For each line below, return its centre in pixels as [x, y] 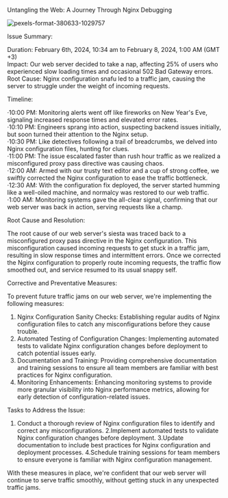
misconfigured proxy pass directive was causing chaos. [86, 163]
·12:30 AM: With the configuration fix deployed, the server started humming [114, 185]
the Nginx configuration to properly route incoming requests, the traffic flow [114, 262]
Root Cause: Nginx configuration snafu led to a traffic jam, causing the [106, 79]
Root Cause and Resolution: [46, 220]
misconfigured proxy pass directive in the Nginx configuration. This [102, 241]
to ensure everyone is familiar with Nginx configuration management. [114, 460]
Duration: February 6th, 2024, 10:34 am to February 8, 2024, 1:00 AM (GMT [114, 50]
